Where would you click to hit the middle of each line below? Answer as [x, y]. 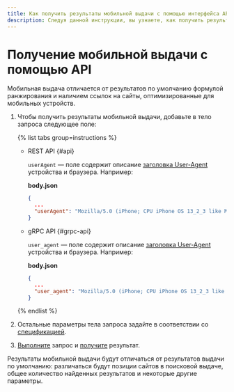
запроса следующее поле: [57, 124]
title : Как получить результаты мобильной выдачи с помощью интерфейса [113, 14]
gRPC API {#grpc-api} [60, 231]
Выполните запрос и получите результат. [79, 345]
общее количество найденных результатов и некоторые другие [102, 374]
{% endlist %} [37, 311]
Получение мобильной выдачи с [108, 55]
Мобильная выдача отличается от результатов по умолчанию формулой [116, 88]
